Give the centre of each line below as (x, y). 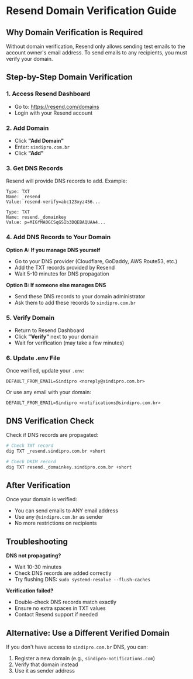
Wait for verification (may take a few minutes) (69, 343)
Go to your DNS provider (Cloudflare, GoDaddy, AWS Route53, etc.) (96, 261)
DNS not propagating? (34, 556)
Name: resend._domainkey (36, 218)
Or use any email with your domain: (49, 392)
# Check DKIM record (31, 461)
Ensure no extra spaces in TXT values (60, 608)
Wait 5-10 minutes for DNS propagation (62, 274)
